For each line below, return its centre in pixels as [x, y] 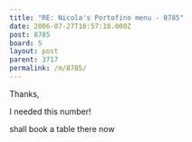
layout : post [34, 52]
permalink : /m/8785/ [48, 69]
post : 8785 [30, 34]
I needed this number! [50, 111]
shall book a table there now [62, 128]
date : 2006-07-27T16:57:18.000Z [70, 26]
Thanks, [24, 94]
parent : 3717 [34, 60]
